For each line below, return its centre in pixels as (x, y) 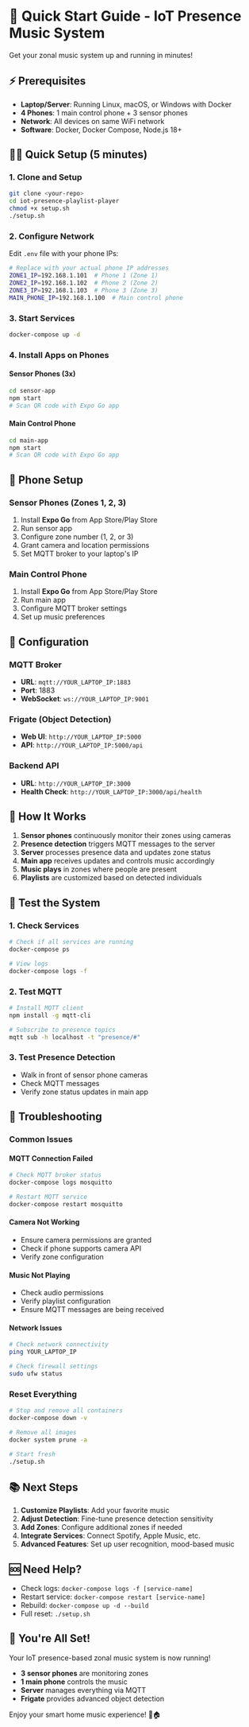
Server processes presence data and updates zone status (115, 852)
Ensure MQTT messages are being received (92, 1310)
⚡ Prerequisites (48, 81)
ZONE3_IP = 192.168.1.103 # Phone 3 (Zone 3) (84, 290)
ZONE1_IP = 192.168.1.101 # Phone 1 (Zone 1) (84, 276)
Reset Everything (43, 1394)
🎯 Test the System (55, 903)
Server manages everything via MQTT (83, 1690)
